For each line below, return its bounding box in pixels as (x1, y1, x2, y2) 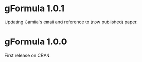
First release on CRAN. (4, 52, 51, 58)
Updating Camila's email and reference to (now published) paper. (4, 19, 138, 25)
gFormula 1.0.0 (4, 36, 67, 47)
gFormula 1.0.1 (4, 3, 65, 14)
